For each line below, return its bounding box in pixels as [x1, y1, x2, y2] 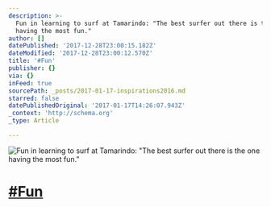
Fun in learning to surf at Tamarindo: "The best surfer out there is [15, 19, 258, 27]
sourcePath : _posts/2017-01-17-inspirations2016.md [8, 86, 186, 95]
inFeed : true [8, 79, 52, 87]
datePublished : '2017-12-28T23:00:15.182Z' [8, 42, 157, 50]
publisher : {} [8, 64, 56, 72]
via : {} [8, 72, 35, 80]
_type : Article [8, 117, 60, 125]
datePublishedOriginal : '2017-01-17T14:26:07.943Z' [8, 101, 186, 110]
